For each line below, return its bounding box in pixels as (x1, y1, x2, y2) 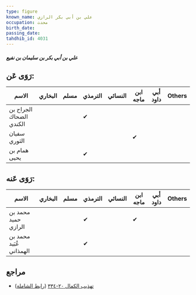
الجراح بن (9, 105, 33, 114)
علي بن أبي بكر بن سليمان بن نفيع (6, 54, 78, 61)
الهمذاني (9, 247, 30, 255)
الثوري (9, 137, 25, 145)
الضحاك (9, 112, 28, 121)
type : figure (6, 8, 38, 15)
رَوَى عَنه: (6, 173, 35, 183)
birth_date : (6, 25, 35, 31)
